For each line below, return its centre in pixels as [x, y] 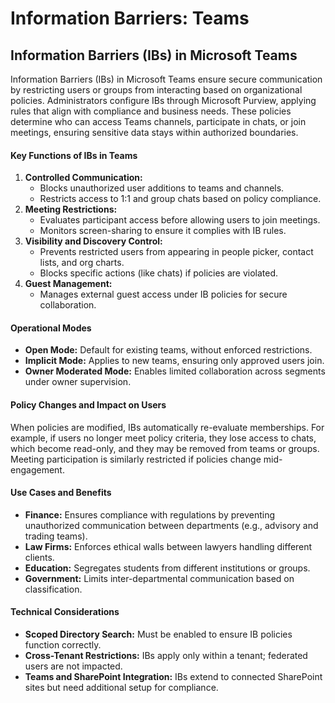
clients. [39, 557]
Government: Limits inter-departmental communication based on [159, 578]
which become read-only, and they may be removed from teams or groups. [165, 448]
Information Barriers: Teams [130, 18]
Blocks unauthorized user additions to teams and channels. [162, 188]
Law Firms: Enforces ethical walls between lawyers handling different [168, 546]
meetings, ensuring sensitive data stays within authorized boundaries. [154, 132]
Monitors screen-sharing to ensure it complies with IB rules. [163, 231]
